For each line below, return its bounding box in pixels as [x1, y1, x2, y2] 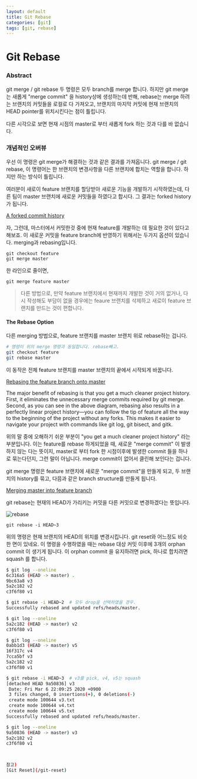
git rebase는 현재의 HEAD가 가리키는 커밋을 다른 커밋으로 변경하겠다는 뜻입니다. [6, 499, 191, 506]
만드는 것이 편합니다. [36, 305, 84, 312]
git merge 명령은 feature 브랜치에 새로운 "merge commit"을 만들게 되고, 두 [6, 467, 181, 474]
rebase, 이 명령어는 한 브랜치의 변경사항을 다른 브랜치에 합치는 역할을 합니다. [6, 166, 183, 173]
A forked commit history [6, 212, 65, 219]
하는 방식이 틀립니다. [16, 173, 65, 180]
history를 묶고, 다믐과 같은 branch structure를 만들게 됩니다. [16, 475, 157, 482]
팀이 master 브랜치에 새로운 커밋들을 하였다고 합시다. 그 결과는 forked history [12, 193, 191, 200]
